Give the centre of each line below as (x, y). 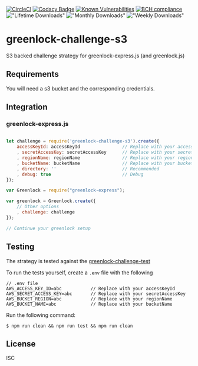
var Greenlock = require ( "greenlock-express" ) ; (66, 190)
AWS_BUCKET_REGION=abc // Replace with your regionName (89, 299)
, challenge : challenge (46, 212)
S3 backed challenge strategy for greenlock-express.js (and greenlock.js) (95, 56)
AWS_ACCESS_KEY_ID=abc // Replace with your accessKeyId (91, 289)
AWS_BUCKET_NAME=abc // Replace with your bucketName (89, 304)
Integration (27, 107)
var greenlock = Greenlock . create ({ (51, 201)
